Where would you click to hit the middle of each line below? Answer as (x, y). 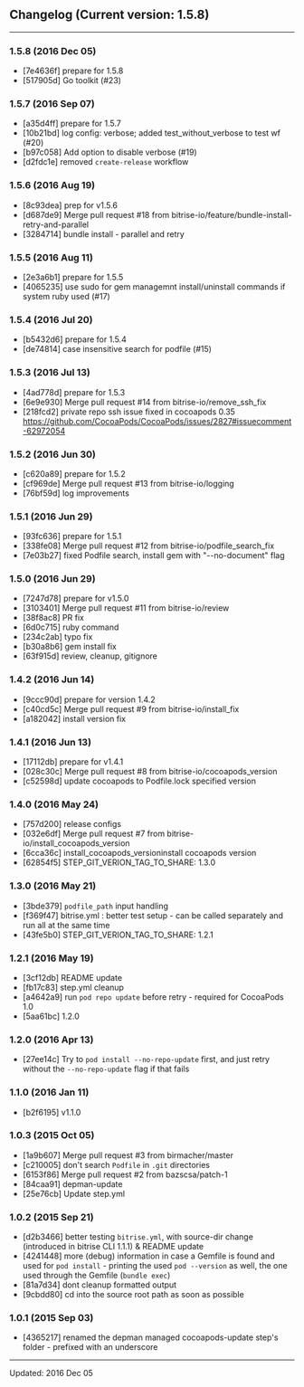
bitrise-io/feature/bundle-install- (232, 214)
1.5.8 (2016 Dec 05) (53, 51)
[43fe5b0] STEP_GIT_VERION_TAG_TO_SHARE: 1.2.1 (118, 935)
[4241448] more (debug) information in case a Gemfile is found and (148, 1256)
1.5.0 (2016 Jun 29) (53, 579)
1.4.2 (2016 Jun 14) (52, 679)
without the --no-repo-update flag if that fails (106, 1069)
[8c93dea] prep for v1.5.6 (70, 205)
